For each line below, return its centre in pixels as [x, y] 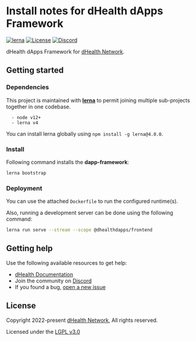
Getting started [35, 71]
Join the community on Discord [53, 280]
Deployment [24, 188]
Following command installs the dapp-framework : [68, 162]
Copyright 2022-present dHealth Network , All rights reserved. [82, 320]
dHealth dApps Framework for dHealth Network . [65, 51]
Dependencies [28, 87]
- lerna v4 [25, 123]
